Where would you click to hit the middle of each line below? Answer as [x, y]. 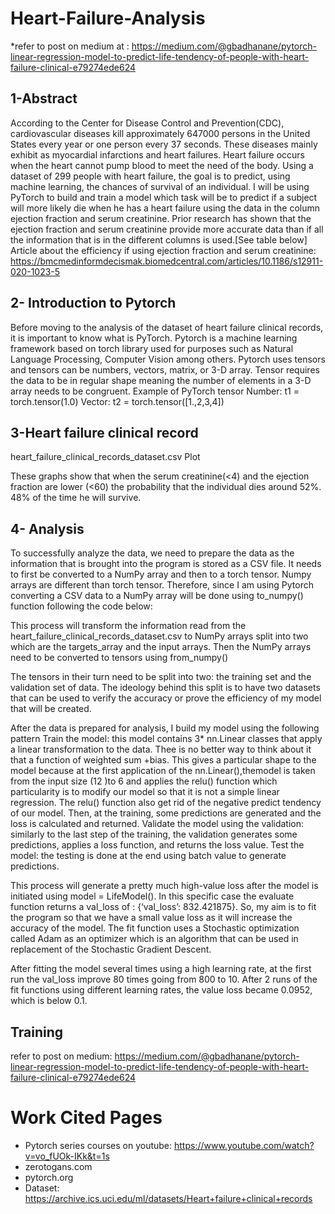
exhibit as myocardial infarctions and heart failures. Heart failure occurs [158, 154]
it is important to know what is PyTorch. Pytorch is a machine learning [154, 338]
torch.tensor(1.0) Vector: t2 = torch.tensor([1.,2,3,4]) [117, 401]
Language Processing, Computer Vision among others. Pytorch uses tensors [168, 359]
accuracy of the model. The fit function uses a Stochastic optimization [155, 928]
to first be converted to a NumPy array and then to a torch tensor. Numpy [161, 574]
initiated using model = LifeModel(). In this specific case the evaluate [152, 896]
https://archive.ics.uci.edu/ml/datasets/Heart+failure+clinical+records [168, 1198]
